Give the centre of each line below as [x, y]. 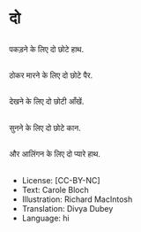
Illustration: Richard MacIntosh [77, 199]
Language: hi [45, 218]
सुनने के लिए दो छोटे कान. [45, 128]
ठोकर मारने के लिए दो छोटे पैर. [51, 75]
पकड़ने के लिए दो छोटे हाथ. [47, 49]
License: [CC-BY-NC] [61, 180]
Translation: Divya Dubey [67, 208]
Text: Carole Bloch [56, 189]
